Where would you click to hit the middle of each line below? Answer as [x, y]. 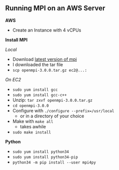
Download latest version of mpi [44, 59]
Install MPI [16, 40]
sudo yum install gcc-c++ [39, 95]
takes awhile [33, 126]
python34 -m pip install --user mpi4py [54, 162]
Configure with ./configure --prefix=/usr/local [63, 110]
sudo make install [32, 132]
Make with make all [33, 121]
